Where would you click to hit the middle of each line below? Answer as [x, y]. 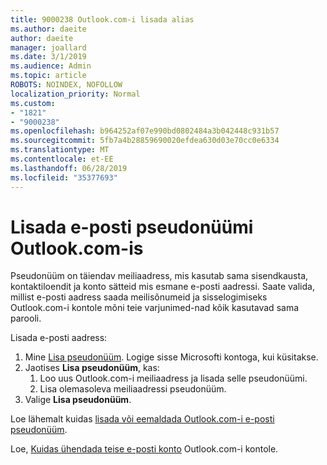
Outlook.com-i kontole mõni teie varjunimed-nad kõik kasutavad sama [155, 308]
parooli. [26, 318]
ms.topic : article [48, 76]
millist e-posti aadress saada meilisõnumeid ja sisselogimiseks [139, 297]
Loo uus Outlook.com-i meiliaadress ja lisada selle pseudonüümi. [173, 378]
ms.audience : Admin [51, 66]
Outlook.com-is [77, 248]
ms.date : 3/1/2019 [48, 57]
